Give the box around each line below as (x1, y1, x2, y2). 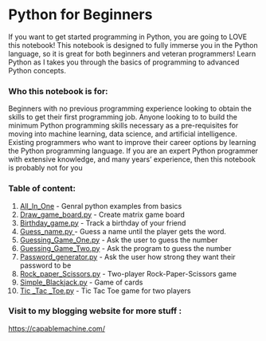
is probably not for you (8, 163, 83, 173)
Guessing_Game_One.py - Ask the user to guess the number (19, 235, 218, 245)
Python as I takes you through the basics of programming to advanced (8, 57, 240, 67)
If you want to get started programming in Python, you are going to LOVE (8, 32, 248, 41)
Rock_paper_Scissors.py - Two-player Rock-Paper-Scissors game (19, 268, 237, 278)
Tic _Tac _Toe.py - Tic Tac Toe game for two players (19, 285, 191, 296)
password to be (19, 261, 72, 270)
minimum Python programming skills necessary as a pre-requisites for (8, 121, 239, 131)
